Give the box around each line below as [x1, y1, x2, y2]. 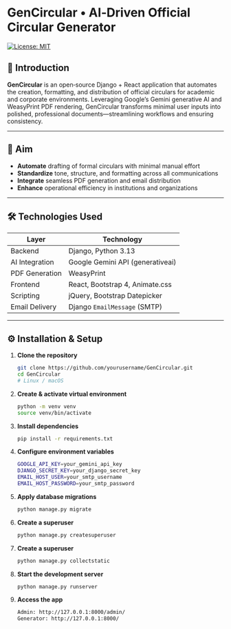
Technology [102, 235, 143, 244]
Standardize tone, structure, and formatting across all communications [16, 169, 219, 177]
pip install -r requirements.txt [16, 435, 113, 442]
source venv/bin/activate [16, 409, 91, 416]
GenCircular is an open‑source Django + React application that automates [7, 81, 217, 89]
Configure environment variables [16, 447, 115, 456]
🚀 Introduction [7, 62, 70, 74]
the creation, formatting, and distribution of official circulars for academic [7, 87, 215, 96]
